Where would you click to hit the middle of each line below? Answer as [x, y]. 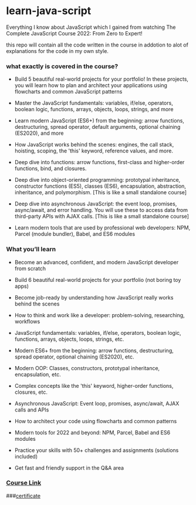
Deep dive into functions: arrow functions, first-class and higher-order [99, 162]
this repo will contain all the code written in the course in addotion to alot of [97, 45]
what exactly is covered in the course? [62, 66]
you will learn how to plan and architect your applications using [91, 85]
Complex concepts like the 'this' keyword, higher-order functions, [94, 386]
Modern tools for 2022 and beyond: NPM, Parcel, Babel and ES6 [92, 432]
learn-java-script [49, 11]
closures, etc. [31, 392]
